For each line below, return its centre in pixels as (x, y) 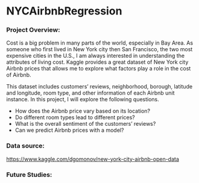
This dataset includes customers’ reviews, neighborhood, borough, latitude (99, 87)
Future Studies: (29, 175)
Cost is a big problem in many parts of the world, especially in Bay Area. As (100, 43)
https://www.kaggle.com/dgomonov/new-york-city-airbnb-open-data (93, 159)
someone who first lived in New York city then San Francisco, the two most (99, 49)
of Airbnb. (19, 75)
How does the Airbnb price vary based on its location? (83, 111)
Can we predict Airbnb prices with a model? (69, 130)
